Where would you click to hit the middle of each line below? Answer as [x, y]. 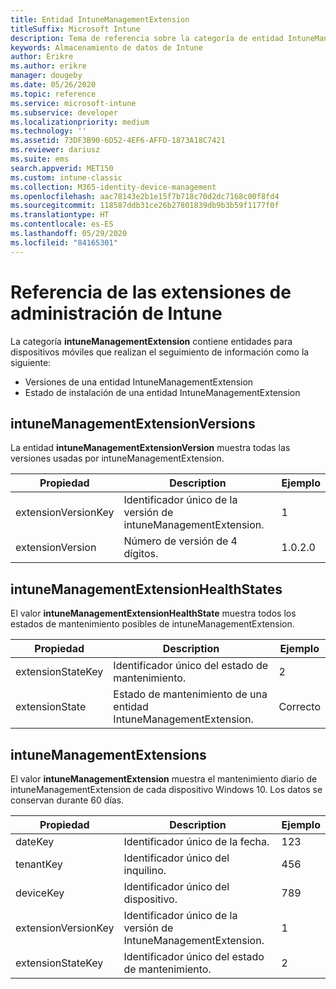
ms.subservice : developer [64, 112]
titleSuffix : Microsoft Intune [75, 29]
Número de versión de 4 [180, 541]
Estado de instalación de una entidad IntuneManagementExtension [162, 392]
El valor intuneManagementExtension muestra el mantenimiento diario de [164, 779]
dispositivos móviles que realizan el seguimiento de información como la [160, 352]
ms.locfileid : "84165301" [64, 242]
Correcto [299, 707]
